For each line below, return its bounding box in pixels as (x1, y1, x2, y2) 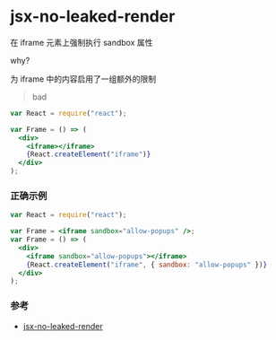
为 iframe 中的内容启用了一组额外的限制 (10, 74, 157, 84)
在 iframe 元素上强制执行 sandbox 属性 (10, 37, 153, 48)
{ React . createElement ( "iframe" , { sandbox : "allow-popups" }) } (26, 260, 268, 269)
